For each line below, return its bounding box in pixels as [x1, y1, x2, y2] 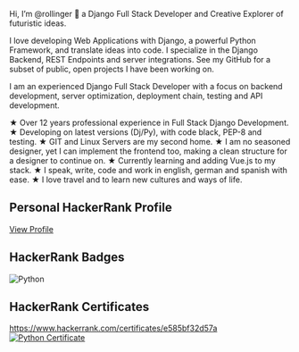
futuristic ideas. [9, 18, 67, 29]
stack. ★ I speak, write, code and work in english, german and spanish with [9, 165, 288, 175]
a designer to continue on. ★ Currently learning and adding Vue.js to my [9, 155, 276, 165]
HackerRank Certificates [9, 299, 150, 314]
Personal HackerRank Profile [9, 200, 172, 215]
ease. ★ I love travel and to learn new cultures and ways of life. [9, 174, 243, 185]
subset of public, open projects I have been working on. [9, 63, 214, 74]
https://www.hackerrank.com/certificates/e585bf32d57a [9, 323, 218, 334]
